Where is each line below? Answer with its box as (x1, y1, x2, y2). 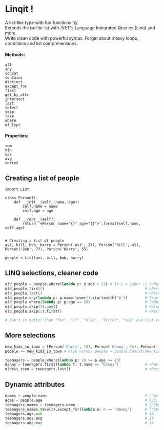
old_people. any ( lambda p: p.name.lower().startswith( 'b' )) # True (5, 295, 159, 300)
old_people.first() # (5, 286, 147, 291)
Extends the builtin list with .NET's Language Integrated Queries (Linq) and (5, 24, 155, 30)
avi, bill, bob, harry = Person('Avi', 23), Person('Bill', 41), (5, 243, 141, 248)
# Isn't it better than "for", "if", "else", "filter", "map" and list (5, 318, 154, 323)
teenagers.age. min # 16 (5, 411, 154, 416)
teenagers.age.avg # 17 (5, 416, 154, 421)
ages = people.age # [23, (5, 398, 159, 403)
